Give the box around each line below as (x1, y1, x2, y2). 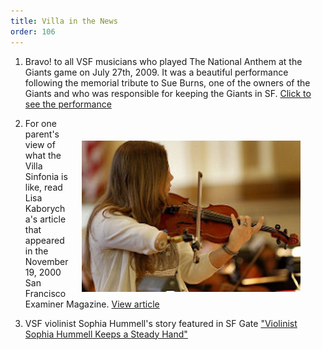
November (24, 255, 69, 267)
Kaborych (24, 202, 66, 214)
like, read (24, 181, 63, 193)
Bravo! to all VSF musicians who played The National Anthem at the (24, 55, 303, 67)
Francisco (24, 287, 67, 299)
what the (24, 149, 62, 161)
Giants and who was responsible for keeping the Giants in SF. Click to (24, 87, 312, 99)
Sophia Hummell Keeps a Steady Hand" (24, 328, 188, 340)
